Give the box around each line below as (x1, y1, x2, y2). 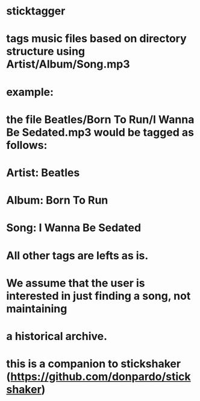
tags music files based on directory (6, 32, 187, 46)
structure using (6, 45, 86, 58)
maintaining (6, 302, 67, 315)
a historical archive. (6, 329, 107, 343)
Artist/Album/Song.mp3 (6, 57, 131, 71)
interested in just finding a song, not (6, 289, 191, 303)
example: (6, 85, 54, 99)
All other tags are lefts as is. (6, 248, 149, 262)
